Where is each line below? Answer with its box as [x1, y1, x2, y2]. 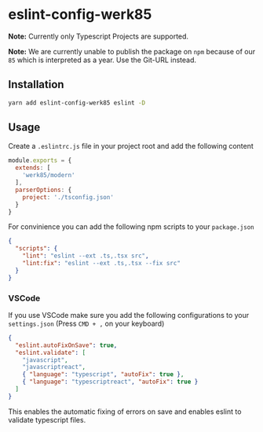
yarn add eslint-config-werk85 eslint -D [8, 98, 146, 107]
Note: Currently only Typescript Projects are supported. [8, 31, 189, 41]
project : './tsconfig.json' [22, 193, 114, 201]
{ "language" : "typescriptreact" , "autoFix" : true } [22, 378, 199, 386]
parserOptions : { [15, 186, 72, 194]
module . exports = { [8, 157, 72, 164]
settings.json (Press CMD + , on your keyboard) [8, 319, 165, 328]
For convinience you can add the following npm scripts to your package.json [8, 222, 254, 231]
